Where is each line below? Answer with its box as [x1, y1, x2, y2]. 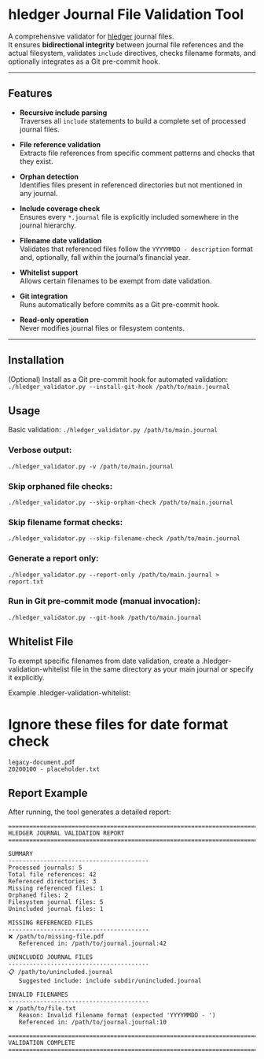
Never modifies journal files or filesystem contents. [19, 323, 185, 332]
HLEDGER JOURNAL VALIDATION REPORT [8, 829, 125, 838]
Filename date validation [19, 235, 102, 245]
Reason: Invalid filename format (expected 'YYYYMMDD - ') [18, 1012, 216, 1020]
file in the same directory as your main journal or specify [71, 664, 254, 674]
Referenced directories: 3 [8, 878, 97, 886]
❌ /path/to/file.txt [8, 1005, 76, 1013]
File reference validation [19, 139, 101, 149]
